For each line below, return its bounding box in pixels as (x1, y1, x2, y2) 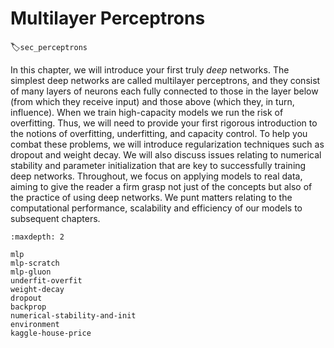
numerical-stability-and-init (10, 310, 137, 321)
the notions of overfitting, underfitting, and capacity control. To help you (10, 127, 308, 139)
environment (10, 319, 60, 329)
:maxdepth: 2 (10, 232, 65, 242)
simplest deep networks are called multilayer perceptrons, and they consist (10, 74, 321, 86)
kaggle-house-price (10, 328, 92, 338)
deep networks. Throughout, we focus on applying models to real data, (10, 170, 303, 182)
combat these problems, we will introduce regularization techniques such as (10, 138, 325, 150)
